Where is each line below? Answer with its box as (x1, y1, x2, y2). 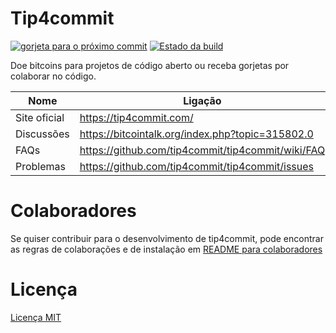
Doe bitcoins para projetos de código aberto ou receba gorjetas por (10, 59, 290, 71)
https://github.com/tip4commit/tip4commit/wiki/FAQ (79, 143, 326, 157)
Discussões (15, 127, 70, 141)
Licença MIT (10, 311, 62, 323)
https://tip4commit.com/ (79, 110, 194, 124)
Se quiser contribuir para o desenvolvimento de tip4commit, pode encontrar (10, 232, 324, 244)
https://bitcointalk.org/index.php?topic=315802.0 (79, 127, 314, 141)
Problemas (15, 159, 67, 173)
